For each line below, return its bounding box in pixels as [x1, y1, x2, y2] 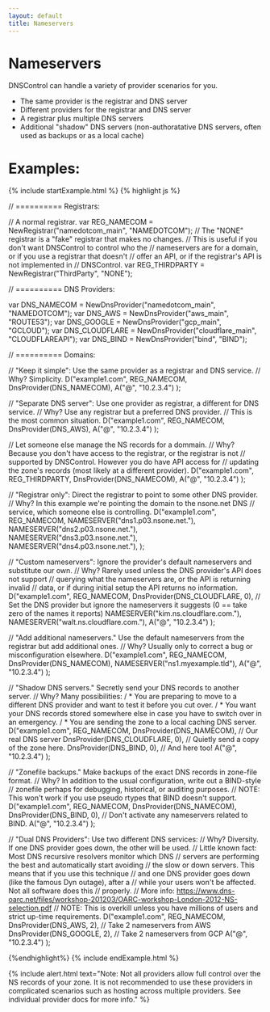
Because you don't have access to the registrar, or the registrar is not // [8, 449, 246, 458]
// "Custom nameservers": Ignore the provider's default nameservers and [8, 557, 252, 567]
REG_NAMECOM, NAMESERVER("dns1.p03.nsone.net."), [8, 516, 196, 525]
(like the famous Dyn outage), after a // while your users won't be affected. [8, 878, 256, 888]
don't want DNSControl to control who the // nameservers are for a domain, [8, 243, 259, 253]
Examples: [8, 159, 81, 178]
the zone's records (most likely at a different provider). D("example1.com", [8, 466, 254, 475]
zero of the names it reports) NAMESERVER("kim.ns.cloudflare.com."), [8, 609, 242, 618]
